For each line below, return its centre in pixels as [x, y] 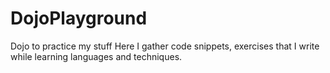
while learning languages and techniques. [96, 56]
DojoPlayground [79, 18]
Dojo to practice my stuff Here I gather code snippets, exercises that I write [165, 46]
